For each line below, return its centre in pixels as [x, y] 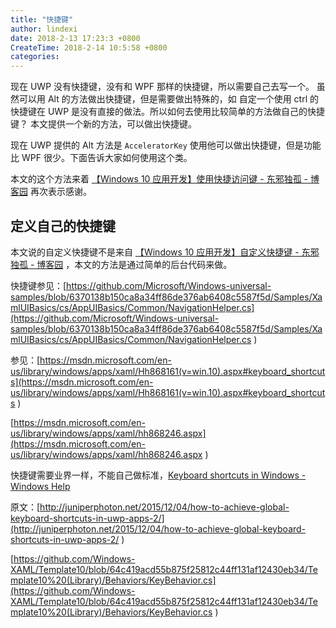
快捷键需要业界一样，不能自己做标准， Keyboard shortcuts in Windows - [158, 475]
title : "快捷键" [42, 19]
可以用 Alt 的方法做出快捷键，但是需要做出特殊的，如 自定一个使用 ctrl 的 [168, 99]
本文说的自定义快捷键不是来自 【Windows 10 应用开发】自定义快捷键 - [155, 252]
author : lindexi [44, 29]
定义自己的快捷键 [63, 226]
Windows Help [40, 486]
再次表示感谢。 [60, 192]
